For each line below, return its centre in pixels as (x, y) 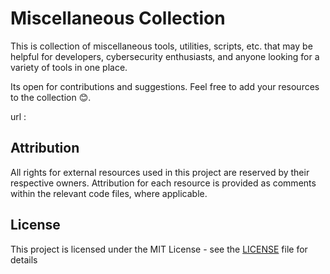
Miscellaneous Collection (118, 18)
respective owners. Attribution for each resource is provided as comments (163, 183)
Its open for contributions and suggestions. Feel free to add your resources (165, 86)
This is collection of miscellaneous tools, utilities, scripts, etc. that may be (161, 46)
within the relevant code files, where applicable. (109, 193)
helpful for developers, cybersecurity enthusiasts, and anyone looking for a (165, 56)
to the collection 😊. (51, 97)
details (24, 259)
